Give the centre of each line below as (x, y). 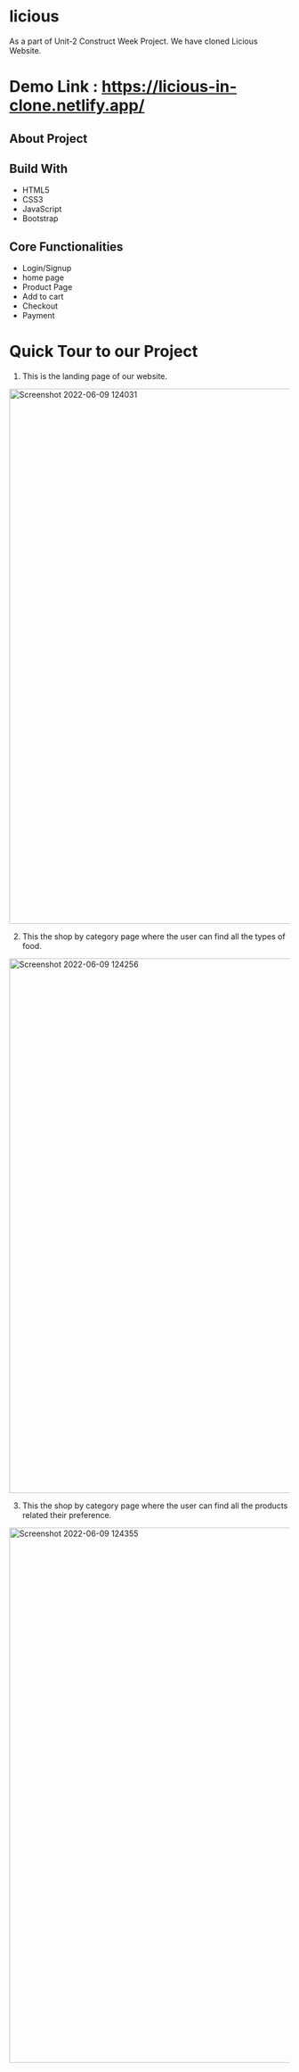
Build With (39, 168)
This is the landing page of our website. (94, 376)
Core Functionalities (66, 247)
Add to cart (43, 297)
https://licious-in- (169, 87)
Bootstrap (40, 219)
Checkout (40, 306)
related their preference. (67, 1515)
